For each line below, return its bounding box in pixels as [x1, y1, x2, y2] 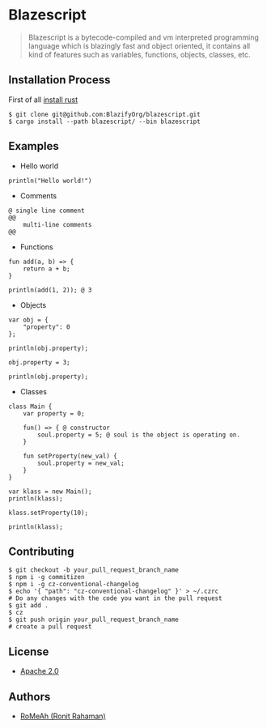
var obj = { [8, 316, 49, 324]
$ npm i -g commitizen [8, 573, 85, 581]
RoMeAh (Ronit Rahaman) [19, 711, 107, 721]
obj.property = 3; [8, 358, 70, 366]
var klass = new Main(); [8, 487, 92, 496]
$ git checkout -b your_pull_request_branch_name [8, 566, 180, 574]
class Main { [8, 402, 53, 411]
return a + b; [23, 265, 70, 273]
